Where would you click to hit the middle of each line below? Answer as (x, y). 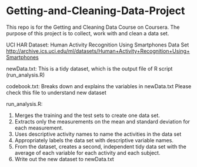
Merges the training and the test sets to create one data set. (87, 115)
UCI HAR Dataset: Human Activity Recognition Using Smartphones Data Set (98, 45)
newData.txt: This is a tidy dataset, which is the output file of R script (89, 68)
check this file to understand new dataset (56, 92)
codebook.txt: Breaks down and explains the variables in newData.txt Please (99, 86)
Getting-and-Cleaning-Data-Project (96, 11)
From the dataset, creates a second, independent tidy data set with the (100, 146)
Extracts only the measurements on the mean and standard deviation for (102, 121)
